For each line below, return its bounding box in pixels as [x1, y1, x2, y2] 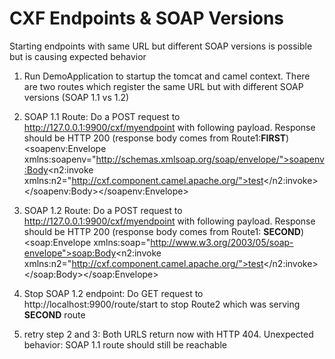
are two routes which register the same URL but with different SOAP [23, 80, 304, 92]
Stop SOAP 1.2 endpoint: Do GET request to [23, 287, 204, 299]
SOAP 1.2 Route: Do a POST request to [23, 204, 183, 216]
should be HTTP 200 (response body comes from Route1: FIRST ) [23, 132, 290, 144]
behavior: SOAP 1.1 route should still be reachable [23, 338, 227, 351]
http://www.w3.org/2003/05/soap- [150, 236, 294, 248]
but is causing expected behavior [9, 50, 147, 62]
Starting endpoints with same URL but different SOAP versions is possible [9, 40, 313, 52]
